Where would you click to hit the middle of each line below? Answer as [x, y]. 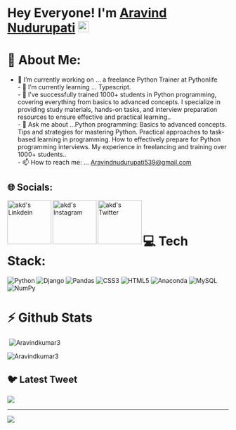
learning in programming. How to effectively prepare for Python [129, 139]
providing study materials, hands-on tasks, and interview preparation [117, 110]
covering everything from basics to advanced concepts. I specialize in [119, 102]
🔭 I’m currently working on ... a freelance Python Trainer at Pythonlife [117, 80]
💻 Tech [165, 241]
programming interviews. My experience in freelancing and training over [122, 147]
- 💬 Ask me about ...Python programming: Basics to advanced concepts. [122, 125]
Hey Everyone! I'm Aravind [87, 13]
